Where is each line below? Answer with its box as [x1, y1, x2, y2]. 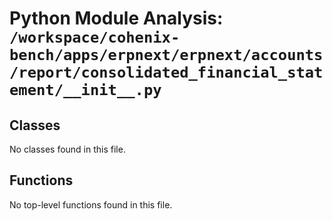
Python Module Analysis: [9, 7, 224, 30]
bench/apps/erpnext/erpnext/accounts [9, 46, 324, 65]
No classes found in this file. [9, 143, 126, 155]
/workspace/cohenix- [9, 28, 181, 47]
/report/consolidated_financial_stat [9, 63, 324, 82]
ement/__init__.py [9, 81, 162, 100]
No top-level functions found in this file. [9, 198, 173, 211]
